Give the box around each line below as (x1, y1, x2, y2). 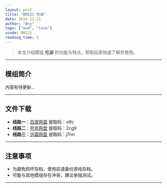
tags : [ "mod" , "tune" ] (5, 26, 52, 31)
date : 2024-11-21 (5, 16, 41, 21)
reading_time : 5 (5, 35, 39, 40)
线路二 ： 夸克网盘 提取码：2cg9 (12, 125, 77, 131)
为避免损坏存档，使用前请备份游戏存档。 (12, 166, 95, 172)
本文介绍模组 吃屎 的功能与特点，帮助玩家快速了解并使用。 (17, 49, 138, 55)
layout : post (5, 7, 32, 12)
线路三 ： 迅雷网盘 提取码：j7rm (12, 131, 76, 137)
